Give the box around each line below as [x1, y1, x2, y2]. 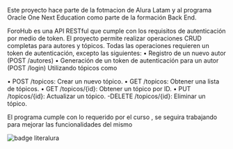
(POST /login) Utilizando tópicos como [7, 64, 118, 72]
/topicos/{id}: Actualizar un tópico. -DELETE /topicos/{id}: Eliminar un [7, 92, 207, 100]
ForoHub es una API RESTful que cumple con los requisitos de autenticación [7, 27, 226, 35]
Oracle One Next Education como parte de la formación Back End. [7, 13, 197, 22]
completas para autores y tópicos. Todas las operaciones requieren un [7, 42, 210, 49]
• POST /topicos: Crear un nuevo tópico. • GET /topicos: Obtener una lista [7, 77, 220, 86]
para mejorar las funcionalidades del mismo [7, 120, 133, 128]
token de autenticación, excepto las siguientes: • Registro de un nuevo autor [7, 49, 226, 57]
